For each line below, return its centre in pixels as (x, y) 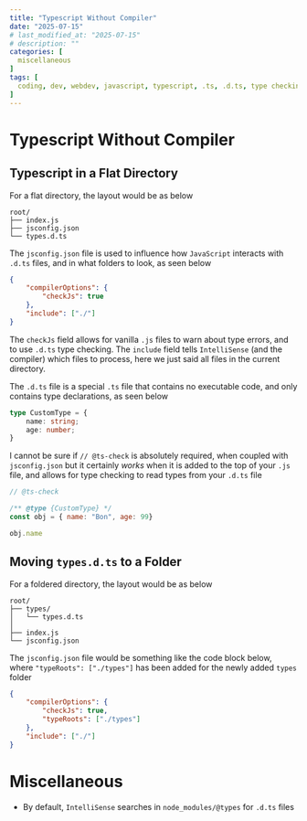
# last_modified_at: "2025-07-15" (75, 35)
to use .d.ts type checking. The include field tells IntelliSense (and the (146, 349)
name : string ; (53, 421)
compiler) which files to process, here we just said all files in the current (145, 358)
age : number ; (51, 430)
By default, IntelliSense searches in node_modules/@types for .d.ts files (159, 806)
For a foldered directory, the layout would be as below (111, 584)
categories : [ (37, 52)
